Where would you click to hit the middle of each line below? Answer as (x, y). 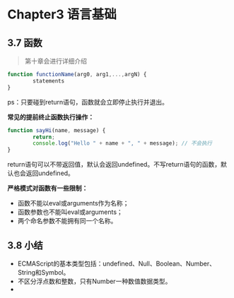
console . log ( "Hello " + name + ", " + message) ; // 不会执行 (122, 143)
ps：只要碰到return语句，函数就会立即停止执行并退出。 (88, 102)
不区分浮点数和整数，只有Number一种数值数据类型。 (94, 281)
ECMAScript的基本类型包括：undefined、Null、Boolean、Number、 (117, 263)
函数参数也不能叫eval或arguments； (70, 212)
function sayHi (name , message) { (57, 130)
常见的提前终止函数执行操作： (51, 117)
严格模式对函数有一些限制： (48, 189)
